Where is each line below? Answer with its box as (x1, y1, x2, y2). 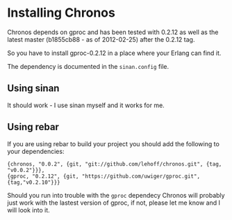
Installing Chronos (7, 5, 116, 21)
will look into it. (7, 205, 50, 214)
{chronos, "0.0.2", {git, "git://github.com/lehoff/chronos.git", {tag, (7, 160, 222, 168)
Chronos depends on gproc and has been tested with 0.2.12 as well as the (7, 28, 219, 36)
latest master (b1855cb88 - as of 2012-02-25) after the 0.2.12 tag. (7, 35, 195, 43)
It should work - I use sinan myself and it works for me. (7, 101, 165, 109)
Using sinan (7, 82, 60, 95)
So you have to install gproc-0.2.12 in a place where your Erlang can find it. (7, 49, 222, 57)
